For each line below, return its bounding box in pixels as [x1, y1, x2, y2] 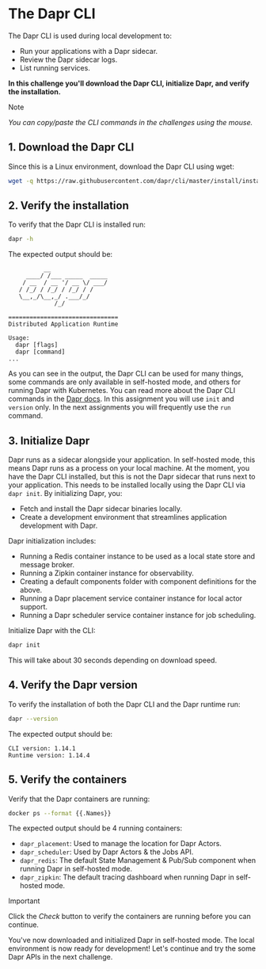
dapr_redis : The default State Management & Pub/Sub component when [19, 856, 256, 865]
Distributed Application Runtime [8, 320, 119, 329]
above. [19, 586, 43, 595]
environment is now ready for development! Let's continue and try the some [8, 944, 256, 953]
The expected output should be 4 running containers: [8, 823, 183, 833]
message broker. [19, 560, 75, 570]
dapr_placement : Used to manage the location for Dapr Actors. [19, 839, 222, 849]
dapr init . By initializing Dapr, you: [8, 489, 123, 498]
